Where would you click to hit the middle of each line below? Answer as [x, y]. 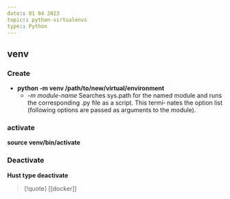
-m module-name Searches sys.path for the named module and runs [125, 96]
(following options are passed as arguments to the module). [112, 110]
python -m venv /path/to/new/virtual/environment [91, 88]
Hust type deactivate [38, 175]
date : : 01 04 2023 [33, 13]
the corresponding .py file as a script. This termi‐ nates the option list [125, 103]
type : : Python [27, 26]
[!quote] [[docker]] [50, 188]
